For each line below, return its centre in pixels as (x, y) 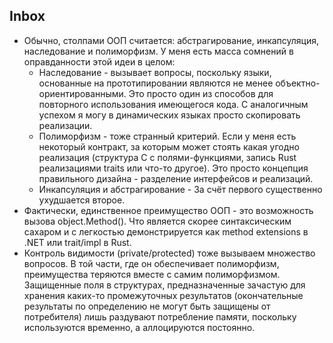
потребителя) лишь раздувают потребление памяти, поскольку (160, 316)
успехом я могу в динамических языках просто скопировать (169, 115)
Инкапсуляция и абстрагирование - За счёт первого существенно (180, 189)
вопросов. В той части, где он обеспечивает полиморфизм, (151, 263)
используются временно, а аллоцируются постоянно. (139, 327)
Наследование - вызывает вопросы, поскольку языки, (155, 72)
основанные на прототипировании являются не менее (156, 83)
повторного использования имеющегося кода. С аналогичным (173, 104)
